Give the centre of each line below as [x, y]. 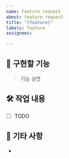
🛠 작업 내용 [26, 99]
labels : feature [26, 28]
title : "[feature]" [30, 22]
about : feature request [35, 17]
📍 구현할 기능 [28, 63]
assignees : [19, 33]
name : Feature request [33, 11]
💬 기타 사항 [25, 136]
